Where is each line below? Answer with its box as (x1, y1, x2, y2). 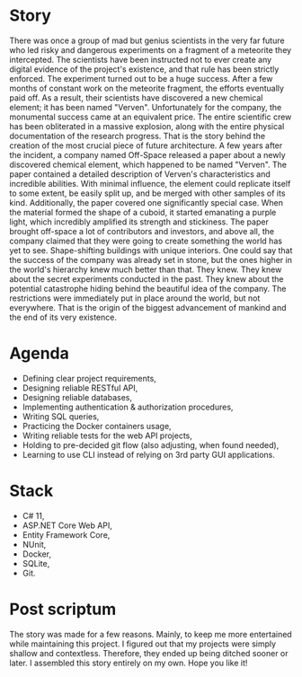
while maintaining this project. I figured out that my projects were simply (9, 638, 277, 649)
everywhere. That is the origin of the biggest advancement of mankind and (9, 302, 287, 312)
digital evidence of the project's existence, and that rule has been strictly (9, 64, 280, 75)
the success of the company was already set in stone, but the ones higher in (9, 254, 292, 265)
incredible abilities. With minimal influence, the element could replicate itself (9, 178, 291, 189)
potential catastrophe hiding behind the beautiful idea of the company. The (9, 283, 287, 294)
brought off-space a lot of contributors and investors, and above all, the (9, 225, 275, 236)
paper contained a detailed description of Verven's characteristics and (9, 168, 271, 180)
